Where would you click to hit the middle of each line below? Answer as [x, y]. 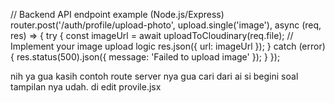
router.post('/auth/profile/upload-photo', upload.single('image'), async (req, [166, 25]
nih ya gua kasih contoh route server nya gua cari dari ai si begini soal [154, 76]
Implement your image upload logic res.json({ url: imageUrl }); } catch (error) [168, 46]
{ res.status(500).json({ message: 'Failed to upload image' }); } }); [145, 57]
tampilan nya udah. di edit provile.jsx [86, 87]
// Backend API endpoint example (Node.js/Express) [117, 14]
